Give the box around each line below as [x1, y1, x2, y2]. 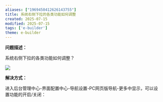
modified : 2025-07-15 [5, 21, 50, 26]
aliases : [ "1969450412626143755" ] [5, 7, 77, 12]
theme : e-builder [5, 30, 41, 35]
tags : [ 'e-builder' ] [5, 26, 48, 31]
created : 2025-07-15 [5, 16, 48, 21]
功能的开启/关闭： [9, 92, 46, 97]
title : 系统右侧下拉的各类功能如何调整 [5, 12, 76, 17]
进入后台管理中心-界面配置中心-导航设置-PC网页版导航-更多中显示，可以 [5, 85, 154, 91]
